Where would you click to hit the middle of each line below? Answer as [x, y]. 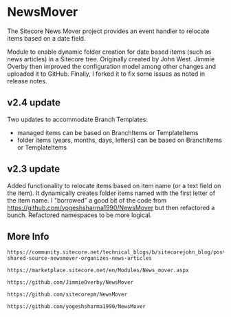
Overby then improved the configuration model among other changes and [112, 66]
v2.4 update [34, 103]
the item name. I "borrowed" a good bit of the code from [87, 200]
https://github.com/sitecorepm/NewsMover [67, 295]
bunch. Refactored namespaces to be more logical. [80, 215]
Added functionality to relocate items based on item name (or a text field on [114, 185]
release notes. [27, 81]
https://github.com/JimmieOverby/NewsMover [70, 283]
